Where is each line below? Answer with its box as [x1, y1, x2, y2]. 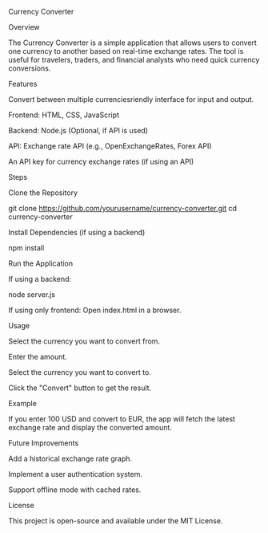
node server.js [8, 290, 56, 299]
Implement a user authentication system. [8, 470, 142, 478]
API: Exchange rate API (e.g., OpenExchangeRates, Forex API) [8, 141, 212, 151]
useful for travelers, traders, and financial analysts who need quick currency [8, 55, 260, 64]
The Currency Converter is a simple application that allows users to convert [8, 38, 258, 47]
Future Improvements [8, 438, 79, 448]
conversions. [8, 63, 51, 73]
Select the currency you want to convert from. [8, 336, 161, 346]
